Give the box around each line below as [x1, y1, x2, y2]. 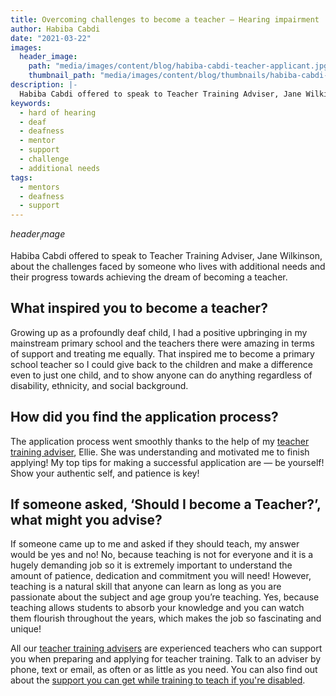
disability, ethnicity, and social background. [10, 379, 189, 391]
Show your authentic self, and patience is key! [10, 467, 200, 479]
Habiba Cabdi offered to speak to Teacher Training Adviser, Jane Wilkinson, [10, 249, 323, 261]
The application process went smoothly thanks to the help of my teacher [10, 435, 310, 447]
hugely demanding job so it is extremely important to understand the [10, 559, 293, 571]
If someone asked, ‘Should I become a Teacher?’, [10, 496, 322, 513]
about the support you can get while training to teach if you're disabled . [10, 674, 306, 686]
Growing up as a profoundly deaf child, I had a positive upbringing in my [10, 326, 308, 338]
